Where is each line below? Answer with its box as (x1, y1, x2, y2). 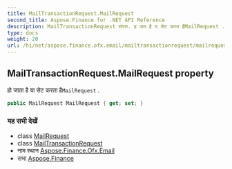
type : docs (7, 29, 39, 37)
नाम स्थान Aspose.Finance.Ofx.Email (17, 146, 115, 155)
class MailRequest (17, 132, 70, 140)
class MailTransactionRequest (17, 139, 103, 147)
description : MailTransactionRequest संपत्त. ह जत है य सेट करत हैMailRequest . (7, 23, 226, 30)
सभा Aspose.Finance (17, 154, 75, 162)
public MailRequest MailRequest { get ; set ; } (7, 99, 144, 107)
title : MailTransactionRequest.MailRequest (7, 10, 135, 17)
